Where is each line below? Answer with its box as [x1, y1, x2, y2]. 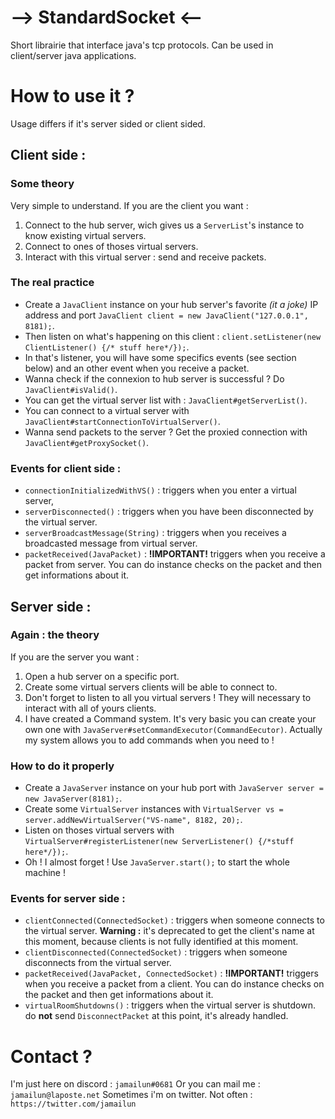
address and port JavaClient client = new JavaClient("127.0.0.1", [24, 309, 309, 321]
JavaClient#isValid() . [24, 383, 118, 395]
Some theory [10, 177, 75, 191]
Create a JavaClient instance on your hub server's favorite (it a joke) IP [24, 298, 319, 310]
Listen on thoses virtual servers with [24, 824, 175, 836]
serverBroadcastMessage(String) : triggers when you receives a [24, 527, 287, 539]
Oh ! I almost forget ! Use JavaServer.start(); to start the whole [24, 856, 290, 868]
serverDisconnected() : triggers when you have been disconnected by [24, 506, 314, 518]
